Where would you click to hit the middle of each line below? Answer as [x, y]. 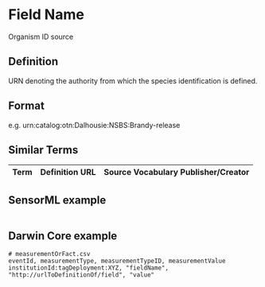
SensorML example [57, 200]
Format [27, 106]
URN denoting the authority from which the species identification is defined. [133, 80]
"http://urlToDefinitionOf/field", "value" [82, 275]
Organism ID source [41, 37]
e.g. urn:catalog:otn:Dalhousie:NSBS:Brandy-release [94, 125]
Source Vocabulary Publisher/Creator [176, 173]
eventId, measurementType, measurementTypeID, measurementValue [117, 261]
